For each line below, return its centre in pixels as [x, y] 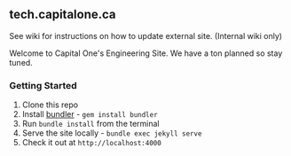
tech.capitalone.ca [63, 15]
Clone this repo [50, 105]
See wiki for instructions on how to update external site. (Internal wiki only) [145, 35]
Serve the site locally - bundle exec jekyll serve [112, 133]
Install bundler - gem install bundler [90, 114]
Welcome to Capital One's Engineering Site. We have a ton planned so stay [146, 53]
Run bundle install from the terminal [90, 124]
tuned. [21, 62]
